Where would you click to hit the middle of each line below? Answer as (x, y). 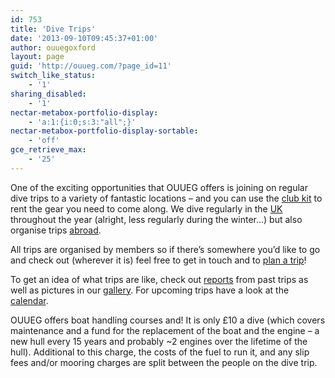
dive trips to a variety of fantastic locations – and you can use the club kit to (166, 198)
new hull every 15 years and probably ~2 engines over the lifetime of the (159, 341)
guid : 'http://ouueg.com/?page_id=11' (91, 66)
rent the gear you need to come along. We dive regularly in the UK (146, 208)
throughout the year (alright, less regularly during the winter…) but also (156, 219)
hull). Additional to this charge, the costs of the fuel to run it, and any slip (160, 352)
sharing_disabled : (48, 94)
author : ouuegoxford (53, 47)
